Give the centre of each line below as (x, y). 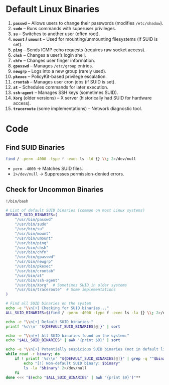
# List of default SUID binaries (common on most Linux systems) (75, 210)
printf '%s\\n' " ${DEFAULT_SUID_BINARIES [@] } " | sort (63, 326)
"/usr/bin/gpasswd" (35, 257)
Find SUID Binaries (35, 147)
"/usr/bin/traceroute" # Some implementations (65, 290)
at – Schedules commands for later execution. (60, 87)
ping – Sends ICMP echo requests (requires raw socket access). (79, 50)
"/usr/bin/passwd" (34, 220)
